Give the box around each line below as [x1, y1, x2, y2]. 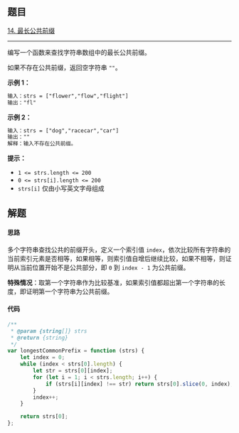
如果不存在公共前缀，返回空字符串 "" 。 [7, 63, 122, 72]
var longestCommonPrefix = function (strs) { [7, 347, 144, 355]
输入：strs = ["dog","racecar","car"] [7, 127, 119, 134]
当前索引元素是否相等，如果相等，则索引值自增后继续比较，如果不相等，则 [7, 254, 225, 262]
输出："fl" [7, 99, 37, 106]
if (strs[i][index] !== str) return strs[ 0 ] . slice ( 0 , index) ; [45, 380, 234, 387]
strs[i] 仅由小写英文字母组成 [17, 184, 105, 193]
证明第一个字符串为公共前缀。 [26, 287, 114, 296]
